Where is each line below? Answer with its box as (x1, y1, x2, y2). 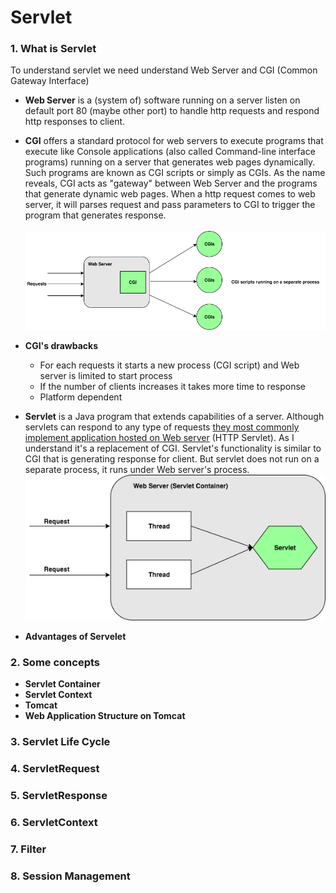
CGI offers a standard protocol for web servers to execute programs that (24, 135, 324, 147)
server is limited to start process (39, 370, 173, 382)
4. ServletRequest (10, 762, 100, 776)
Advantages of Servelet (24, 631, 127, 643)
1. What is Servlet (10, 42, 97, 56)
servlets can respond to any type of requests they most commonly (24, 421, 300, 433)
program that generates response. (24, 209, 167, 221)
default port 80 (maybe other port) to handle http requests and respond (24, 105, 320, 117)
